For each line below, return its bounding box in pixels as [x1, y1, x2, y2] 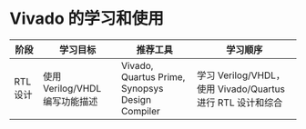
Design [121, 93, 152, 105]
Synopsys [121, 82, 164, 94]
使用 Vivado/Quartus [197, 83, 285, 95]
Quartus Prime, [121, 70, 186, 83]
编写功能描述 [42, 94, 98, 107]
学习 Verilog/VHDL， [197, 69, 285, 82]
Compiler [121, 104, 161, 117]
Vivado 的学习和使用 [9, 8, 164, 29]
